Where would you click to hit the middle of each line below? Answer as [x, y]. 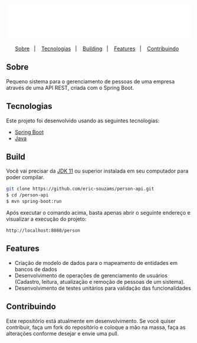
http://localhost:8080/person [43, 231]
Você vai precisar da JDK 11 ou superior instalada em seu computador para [97, 171]
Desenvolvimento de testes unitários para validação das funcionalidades [103, 288]
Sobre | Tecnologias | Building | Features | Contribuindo [97, 48]
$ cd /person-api [27, 195]
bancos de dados [36, 269]
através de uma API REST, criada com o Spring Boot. [70, 88]
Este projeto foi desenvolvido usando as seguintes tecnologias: [83, 121]
